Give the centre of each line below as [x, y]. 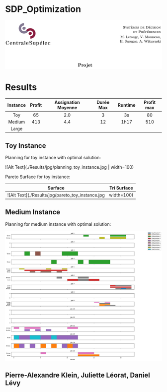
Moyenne [67, 108]
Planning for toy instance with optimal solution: [53, 158]
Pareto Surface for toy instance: [38, 177]
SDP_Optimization [43, 9]
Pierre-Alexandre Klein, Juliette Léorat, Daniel [78, 375]
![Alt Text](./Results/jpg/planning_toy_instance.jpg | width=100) [70, 167]
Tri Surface [121, 188]
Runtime [126, 105]
